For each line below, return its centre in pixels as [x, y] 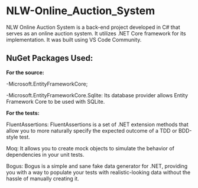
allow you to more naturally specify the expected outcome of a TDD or [92, 130]
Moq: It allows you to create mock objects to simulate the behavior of [90, 148]
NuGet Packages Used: [50, 58]
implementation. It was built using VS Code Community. [74, 39]
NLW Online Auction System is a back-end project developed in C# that [93, 27]
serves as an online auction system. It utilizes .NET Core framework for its [96, 33]
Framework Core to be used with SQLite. [56, 101]
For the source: [25, 72]
